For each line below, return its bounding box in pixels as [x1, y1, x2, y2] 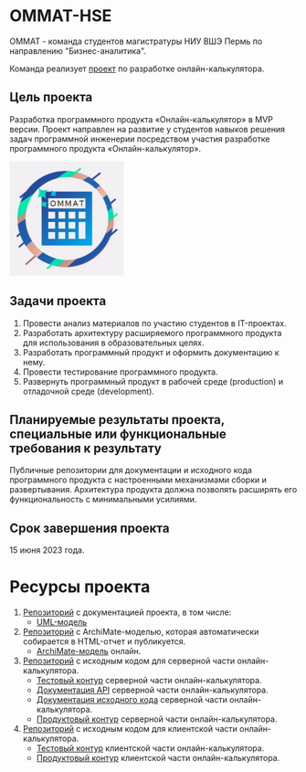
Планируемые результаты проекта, [9, 412, 226, 428]
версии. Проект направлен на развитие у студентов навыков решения [9, 123, 286, 134]
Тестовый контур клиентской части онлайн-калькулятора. [36, 743, 265, 754]
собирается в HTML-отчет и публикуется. [22, 636, 186, 647]
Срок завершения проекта [9, 520, 170, 535]
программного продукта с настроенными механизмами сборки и [9, 474, 268, 485]
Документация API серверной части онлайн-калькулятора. [36, 684, 269, 695]
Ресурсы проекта [9, 576, 151, 598]
